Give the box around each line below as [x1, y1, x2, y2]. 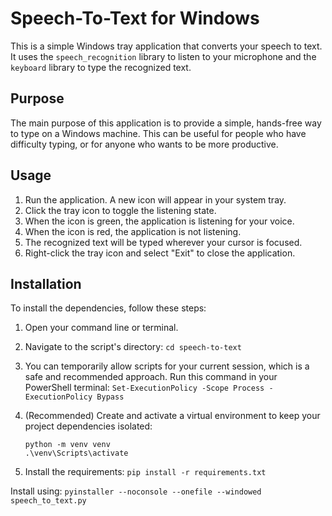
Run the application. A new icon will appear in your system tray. [24, 193, 287, 206]
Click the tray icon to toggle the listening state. [24, 204, 217, 216]
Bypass [96, 392, 125, 402]
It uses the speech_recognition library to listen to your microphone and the [10, 50, 317, 62]
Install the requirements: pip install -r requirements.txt [24, 466, 267, 478]
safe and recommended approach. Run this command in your [24, 371, 278, 383]
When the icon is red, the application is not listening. [24, 225, 242, 237]
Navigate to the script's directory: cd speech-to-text [24, 341, 242, 353]
